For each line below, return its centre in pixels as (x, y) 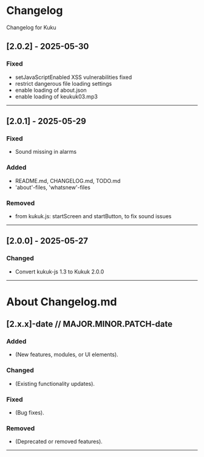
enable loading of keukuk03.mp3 (56, 96)
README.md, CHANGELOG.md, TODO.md (68, 180)
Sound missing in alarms (46, 152)
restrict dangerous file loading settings (63, 83)
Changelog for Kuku (31, 27)
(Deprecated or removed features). (59, 442)
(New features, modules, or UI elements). (66, 355)
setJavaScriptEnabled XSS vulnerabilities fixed (73, 77)
